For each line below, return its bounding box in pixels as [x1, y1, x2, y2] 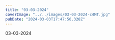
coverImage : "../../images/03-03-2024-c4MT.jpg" [5, 12, 110, 17]
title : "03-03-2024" [5, 7, 49, 12]
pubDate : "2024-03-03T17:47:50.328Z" [5, 16, 85, 21]
